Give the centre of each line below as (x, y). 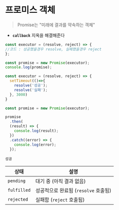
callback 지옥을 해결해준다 (38, 35)
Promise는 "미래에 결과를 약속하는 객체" (56, 25)
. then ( (16, 122)
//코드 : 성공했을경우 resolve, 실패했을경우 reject (53, 49)
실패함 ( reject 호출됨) (60, 200)
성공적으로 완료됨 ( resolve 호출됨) (73, 191)
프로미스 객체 (30, 10)
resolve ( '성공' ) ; (31, 85)
